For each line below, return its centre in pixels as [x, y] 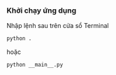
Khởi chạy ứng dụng [42, 11]
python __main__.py [35, 65]
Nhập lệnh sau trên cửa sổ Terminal [58, 26]
